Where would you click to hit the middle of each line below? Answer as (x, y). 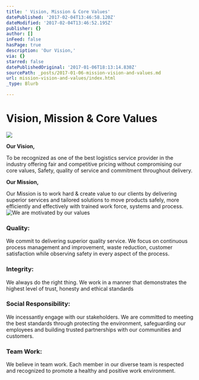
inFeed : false (24, 39)
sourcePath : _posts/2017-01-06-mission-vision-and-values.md (84, 73)
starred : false (25, 61)
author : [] (20, 34)
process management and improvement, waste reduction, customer (89, 248)
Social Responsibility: (38, 304)
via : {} (16, 56)
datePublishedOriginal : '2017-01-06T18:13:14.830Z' (71, 67)
